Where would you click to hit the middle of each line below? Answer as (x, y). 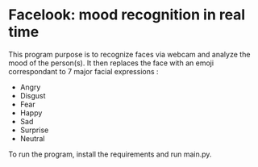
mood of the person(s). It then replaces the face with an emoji (111, 63)
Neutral (32, 138)
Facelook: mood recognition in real (127, 15)
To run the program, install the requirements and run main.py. (110, 154)
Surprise (34, 130)
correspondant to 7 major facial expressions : (83, 71)
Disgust (33, 95)
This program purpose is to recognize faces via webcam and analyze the (129, 54)
